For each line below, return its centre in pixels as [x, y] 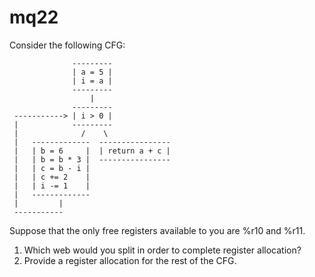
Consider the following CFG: [67, 45]
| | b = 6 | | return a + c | [92, 151]
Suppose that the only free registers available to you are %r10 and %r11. [157, 230]
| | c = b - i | [52, 168]
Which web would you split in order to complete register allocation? [162, 250]
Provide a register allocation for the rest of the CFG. [130, 260]
